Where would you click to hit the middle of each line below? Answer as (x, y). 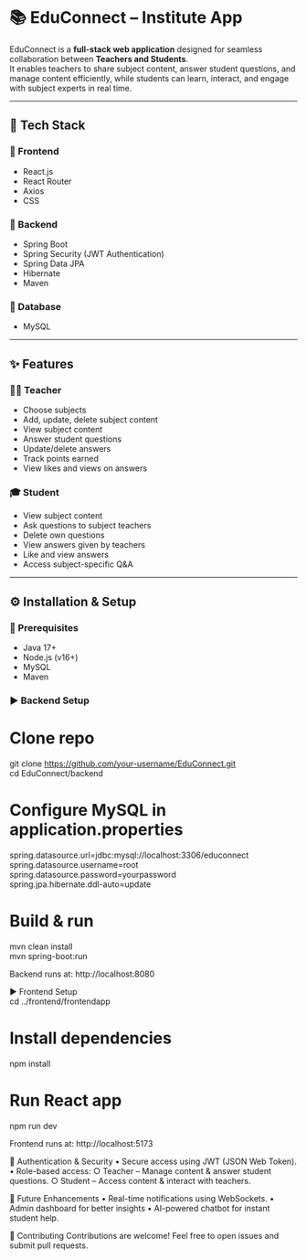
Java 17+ (39, 647)
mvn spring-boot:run (48, 956)
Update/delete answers (67, 448)
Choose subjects (54, 410)
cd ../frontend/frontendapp (60, 1001)
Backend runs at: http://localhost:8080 (82, 974)
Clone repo (52, 738)
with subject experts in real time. (71, 88)
